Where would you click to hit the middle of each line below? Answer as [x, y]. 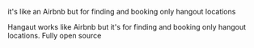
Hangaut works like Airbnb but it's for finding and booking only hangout [127, 27]
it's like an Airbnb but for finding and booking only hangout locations [122, 12]
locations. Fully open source [55, 36]
